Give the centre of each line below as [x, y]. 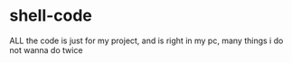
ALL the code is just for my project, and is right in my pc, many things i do [146, 40]
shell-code [51, 16]
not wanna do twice [46, 49]
